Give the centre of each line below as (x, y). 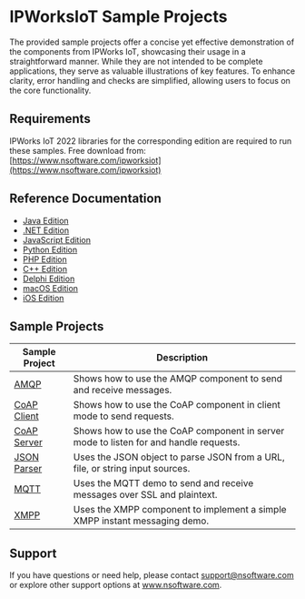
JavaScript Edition (56, 239)
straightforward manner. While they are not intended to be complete (136, 61)
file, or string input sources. (132, 469)
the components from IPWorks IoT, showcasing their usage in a (128, 51)
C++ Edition (45, 269)
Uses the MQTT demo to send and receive (163, 483)
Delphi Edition (49, 279)
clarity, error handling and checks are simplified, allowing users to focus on (150, 80)
